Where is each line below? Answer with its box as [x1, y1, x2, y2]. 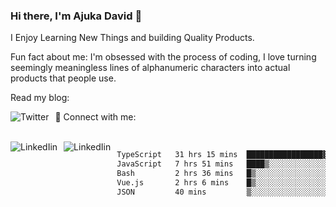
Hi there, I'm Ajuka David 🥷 [10, 9, 143, 23]
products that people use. [10, 72, 117, 84]
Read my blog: [10, 92, 70, 104]
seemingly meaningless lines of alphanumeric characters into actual [10, 62, 291, 74]
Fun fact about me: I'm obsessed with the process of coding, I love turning [10, 51, 317, 63]
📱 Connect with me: [54, 111, 137, 123]
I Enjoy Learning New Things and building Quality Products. [10, 32, 255, 44]
